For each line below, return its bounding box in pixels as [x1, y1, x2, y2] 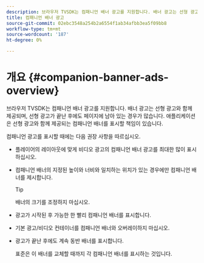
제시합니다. [26, 174, 53, 181]
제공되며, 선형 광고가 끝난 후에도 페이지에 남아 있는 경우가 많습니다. [6, 112, 165, 119]
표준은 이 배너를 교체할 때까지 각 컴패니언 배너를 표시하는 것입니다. [15, 250, 172, 257]
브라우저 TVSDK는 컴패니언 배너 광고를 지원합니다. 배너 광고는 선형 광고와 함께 [6, 104, 192, 112]
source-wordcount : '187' [6, 32, 69, 38]
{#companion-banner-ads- [28, 70, 169, 84]
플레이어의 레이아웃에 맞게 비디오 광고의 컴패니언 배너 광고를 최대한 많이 [15, 145, 186, 152]
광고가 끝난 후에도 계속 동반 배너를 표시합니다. [15, 237, 124, 244]
